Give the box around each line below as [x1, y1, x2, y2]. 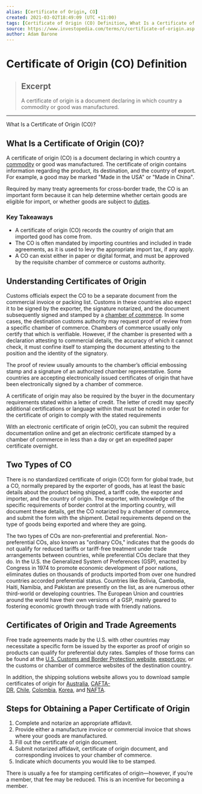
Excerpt [20, 81, 51, 91]
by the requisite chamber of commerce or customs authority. [14, 258, 166, 266]
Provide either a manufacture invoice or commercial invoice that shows [14, 726, 191, 733]
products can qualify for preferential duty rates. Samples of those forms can [6, 649, 195, 656]
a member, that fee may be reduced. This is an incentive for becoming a [6, 776, 185, 783]
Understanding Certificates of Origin [6, 276, 147, 286]
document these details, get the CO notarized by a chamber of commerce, [6, 507, 191, 515]
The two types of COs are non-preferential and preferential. [6, 532, 155, 539]
